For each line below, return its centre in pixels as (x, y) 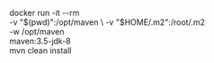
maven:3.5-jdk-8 (40, 41)
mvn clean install (40, 51)
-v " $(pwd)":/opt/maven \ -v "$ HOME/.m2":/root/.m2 (107, 22)
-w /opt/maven (37, 31)
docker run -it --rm (45, 13)
